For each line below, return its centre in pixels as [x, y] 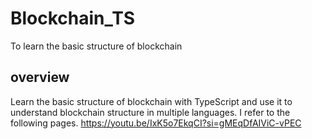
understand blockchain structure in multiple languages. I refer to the [150, 112]
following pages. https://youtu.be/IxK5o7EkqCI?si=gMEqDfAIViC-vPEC [156, 123]
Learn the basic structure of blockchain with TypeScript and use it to [151, 101]
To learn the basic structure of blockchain [96, 46]
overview [40, 77]
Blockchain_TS [73, 18]
